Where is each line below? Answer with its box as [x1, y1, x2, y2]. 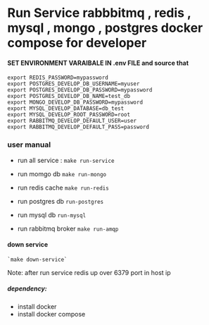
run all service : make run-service [17, 156, 115, 164]
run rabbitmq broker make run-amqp [17, 224, 119, 233]
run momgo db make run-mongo [17, 169, 107, 178]
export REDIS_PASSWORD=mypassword [7, 74, 109, 82]
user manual [7, 140, 51, 149]
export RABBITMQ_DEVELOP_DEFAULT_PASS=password [7, 123, 150, 131]
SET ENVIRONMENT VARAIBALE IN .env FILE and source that [7, 59, 189, 67]
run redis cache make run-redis [17, 183, 109, 192]
